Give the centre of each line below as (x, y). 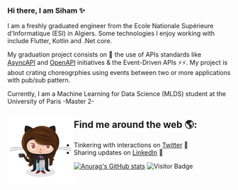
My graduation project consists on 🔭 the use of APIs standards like (104, 54)
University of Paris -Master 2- (51, 102)
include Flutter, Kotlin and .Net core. (59, 41)
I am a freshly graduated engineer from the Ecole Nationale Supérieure (110, 26)
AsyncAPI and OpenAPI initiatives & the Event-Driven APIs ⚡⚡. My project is (118, 63)
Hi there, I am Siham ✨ (46, 11)
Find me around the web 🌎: (136, 125)
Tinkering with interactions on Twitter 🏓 (131, 145)
